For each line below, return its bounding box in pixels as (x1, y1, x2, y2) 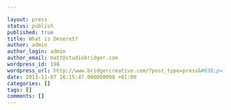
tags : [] (7, 87, 32, 93)
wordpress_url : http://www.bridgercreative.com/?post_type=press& (7, 67, 201, 74)
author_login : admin (7, 48, 67, 55)
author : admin (7, 42, 48, 49)
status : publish (7, 22, 54, 30)
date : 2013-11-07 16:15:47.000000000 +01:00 (7, 74, 137, 80)
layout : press (7, 16, 48, 23)
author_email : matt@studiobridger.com (7, 54, 118, 62)
